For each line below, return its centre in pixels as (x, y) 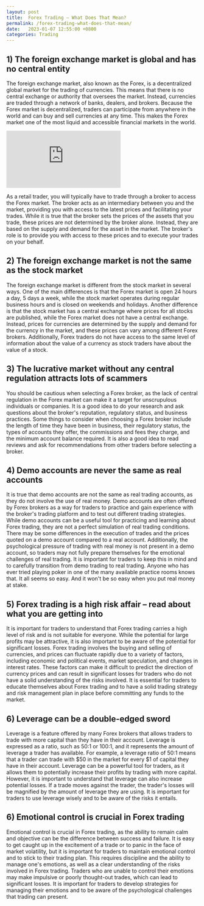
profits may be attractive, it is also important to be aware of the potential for (101, 641)
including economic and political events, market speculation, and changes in (102, 661)
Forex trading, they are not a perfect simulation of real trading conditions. (98, 527)
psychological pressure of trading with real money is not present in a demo (100, 546)
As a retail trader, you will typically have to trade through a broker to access (101, 196)
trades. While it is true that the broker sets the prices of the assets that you (100, 216)
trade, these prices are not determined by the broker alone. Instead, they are (102, 222)
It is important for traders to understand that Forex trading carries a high (97, 628)
